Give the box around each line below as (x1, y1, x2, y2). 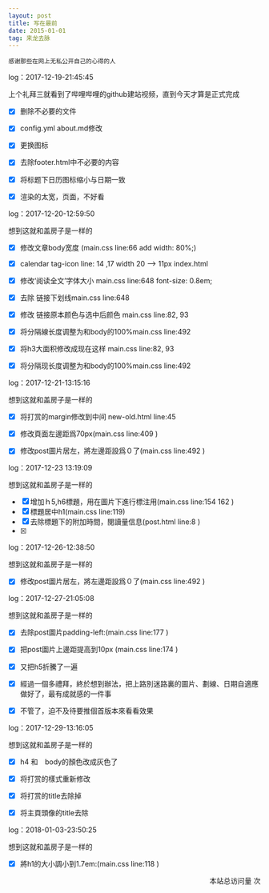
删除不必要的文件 (19, 106, 77, 116)
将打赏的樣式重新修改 (19, 774, 90, 783)
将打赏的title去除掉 (19, 791, 82, 800)
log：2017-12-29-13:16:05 (8, 723, 94, 732)
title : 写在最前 (8, 19, 58, 27)
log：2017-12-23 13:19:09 (8, 463, 93, 473)
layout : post (8, 11, 52, 20)
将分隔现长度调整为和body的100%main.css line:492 (19, 361, 191, 370)
